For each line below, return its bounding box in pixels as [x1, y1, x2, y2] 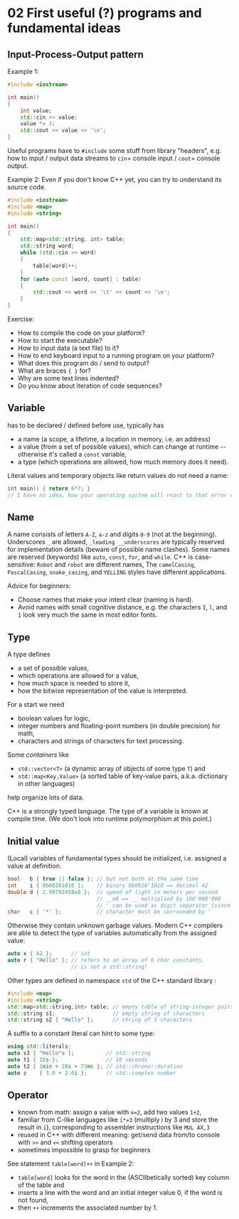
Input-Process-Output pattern [7, 48, 144, 60]
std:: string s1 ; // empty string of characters [7, 1010, 205, 1017]
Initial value [7, 835, 60, 847]
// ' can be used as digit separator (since [96, 902, 231, 909]
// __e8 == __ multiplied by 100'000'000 [96, 895, 221, 903]
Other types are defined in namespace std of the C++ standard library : [7, 976, 217, 984]
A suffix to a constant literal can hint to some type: [7, 1029, 155, 1038]
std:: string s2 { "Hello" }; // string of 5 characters [7, 1016, 193, 1023]
